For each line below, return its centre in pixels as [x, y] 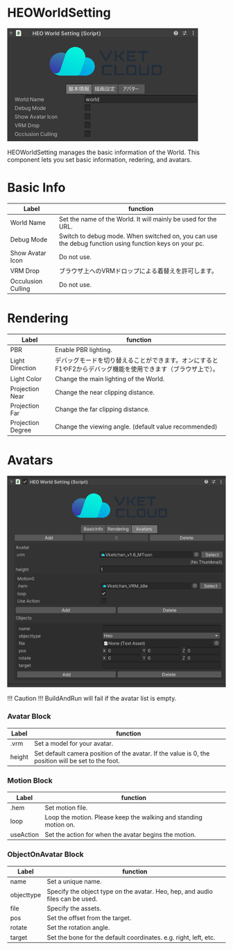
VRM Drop [25, 270]
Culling [20, 288]
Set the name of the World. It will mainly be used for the [138, 219]
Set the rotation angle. [78, 928]
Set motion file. [66, 808]
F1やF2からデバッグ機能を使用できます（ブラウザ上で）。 [137, 369]
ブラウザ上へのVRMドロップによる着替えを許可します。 [138, 271]
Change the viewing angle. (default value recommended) [136, 426]
